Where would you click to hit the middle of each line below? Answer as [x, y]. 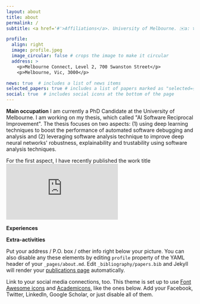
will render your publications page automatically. [66, 270]
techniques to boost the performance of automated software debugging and [100, 130]
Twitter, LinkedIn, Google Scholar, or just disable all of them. [80, 294]
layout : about [24, 12]
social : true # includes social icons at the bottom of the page [90, 94]
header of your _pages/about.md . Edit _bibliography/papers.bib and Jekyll [97, 264]
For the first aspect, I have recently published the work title [78, 161]
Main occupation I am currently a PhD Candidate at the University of [90, 111]
